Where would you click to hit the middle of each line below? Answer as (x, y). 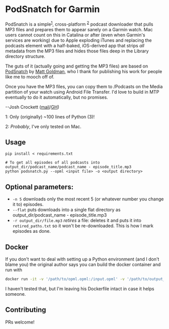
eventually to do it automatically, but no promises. (57, 97)
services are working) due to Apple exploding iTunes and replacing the (78, 40)
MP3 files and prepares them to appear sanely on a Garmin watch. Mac (79, 29)
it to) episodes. (28, 205)
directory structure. (25, 56)
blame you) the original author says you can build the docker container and (83, 265)
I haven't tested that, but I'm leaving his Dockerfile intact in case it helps (80, 289)
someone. (16, 294)
